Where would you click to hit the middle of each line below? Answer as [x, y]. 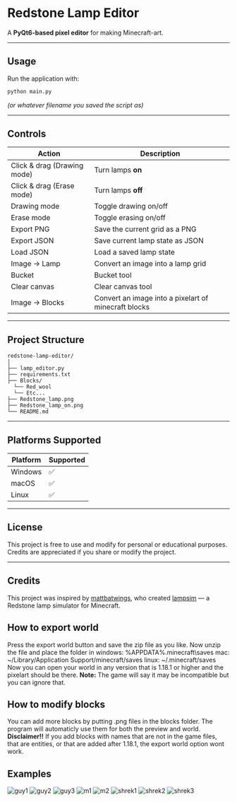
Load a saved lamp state [134, 252]
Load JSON [30, 252]
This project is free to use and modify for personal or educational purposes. [117, 544]
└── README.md [28, 412]
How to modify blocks [56, 704]
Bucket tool [113, 275]
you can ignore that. [36, 682]
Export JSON [32, 240]
